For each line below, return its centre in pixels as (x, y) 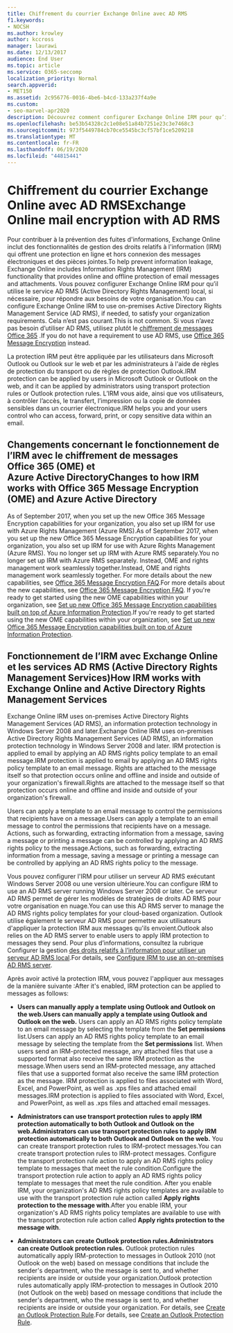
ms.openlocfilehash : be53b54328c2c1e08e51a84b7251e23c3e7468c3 (101, 124)
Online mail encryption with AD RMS (114, 220)
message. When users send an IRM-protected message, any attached (116, 1066)
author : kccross (31, 40)
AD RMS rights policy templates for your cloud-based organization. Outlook (115, 913)
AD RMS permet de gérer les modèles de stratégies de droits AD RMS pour (114, 899)
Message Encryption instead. (49, 342)
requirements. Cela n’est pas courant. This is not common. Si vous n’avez (111, 320)
